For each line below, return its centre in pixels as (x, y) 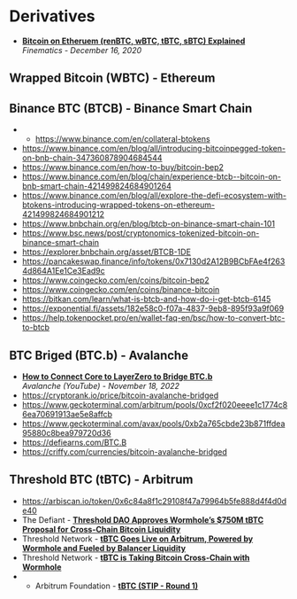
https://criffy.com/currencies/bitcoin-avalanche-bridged (125, 451)
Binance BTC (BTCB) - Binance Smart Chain (131, 108)
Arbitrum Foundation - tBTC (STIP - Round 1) (117, 586)
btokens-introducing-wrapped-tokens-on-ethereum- (118, 205)
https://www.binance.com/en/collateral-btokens (122, 139)
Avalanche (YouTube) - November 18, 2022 (100, 385)
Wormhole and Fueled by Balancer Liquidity (104, 548)
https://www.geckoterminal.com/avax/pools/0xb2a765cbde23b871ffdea (153, 424)
